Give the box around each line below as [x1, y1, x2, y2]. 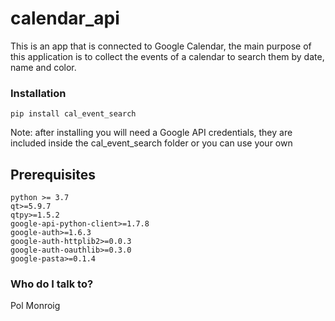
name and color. [10, 61, 77, 73]
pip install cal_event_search [10, 109, 137, 119]
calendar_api [10, 7, 120, 30]
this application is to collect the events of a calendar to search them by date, [10, 50, 325, 62]
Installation [10, 86, 67, 100]
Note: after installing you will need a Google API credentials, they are [10, 127, 293, 139]
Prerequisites [10, 166, 96, 183]
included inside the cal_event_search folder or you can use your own [10, 137, 293, 149]
